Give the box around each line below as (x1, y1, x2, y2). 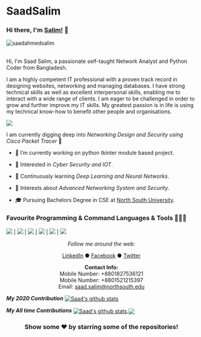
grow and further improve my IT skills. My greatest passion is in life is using (6, 102, 194, 109)
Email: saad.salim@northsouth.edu (58, 283, 145, 290)
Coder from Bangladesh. (6, 64, 68, 71)
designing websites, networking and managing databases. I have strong (6, 82, 185, 90)
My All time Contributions (6, 307, 72, 314)
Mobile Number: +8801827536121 (59, 270, 144, 277)
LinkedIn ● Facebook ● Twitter (62, 252, 141, 259)
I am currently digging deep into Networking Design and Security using (6, 131, 183, 139)
